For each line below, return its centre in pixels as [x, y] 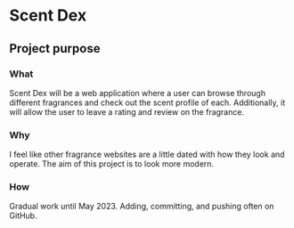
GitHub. [23, 216]
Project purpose [55, 49]
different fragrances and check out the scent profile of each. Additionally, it [147, 102]
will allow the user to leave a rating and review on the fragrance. [127, 111]
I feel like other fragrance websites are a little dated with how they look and [147, 155]
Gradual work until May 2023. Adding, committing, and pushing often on [142, 207]
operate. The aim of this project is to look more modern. [112, 164]
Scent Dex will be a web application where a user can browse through [137, 93]
